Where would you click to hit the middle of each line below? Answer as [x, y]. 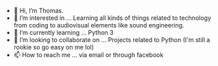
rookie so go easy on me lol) [54, 47]
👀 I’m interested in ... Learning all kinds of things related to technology [112, 18]
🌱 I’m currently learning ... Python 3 [63, 32]
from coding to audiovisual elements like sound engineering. [99, 25]
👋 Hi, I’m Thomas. [38, 11]
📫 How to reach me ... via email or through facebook [88, 55]
